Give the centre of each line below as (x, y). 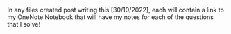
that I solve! (24, 24)
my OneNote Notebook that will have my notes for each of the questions (110, 17)
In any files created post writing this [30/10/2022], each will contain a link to (115, 10)
